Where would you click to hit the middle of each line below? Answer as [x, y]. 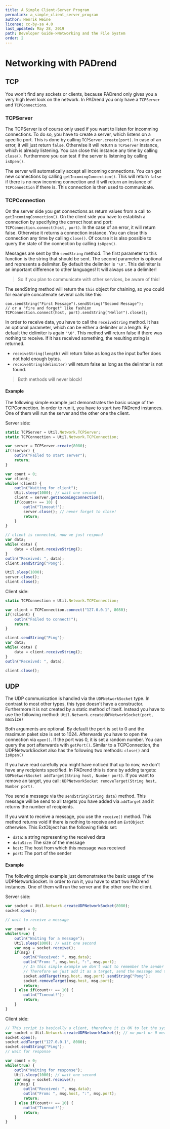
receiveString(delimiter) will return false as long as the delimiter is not [88, 364]
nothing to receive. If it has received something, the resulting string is [78, 338]
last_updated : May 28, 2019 [35, 29]
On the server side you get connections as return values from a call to [78, 211]
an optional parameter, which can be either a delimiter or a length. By [77, 328]
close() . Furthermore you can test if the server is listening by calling [76, 156]
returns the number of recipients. [40, 807]
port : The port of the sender [42, 853]
